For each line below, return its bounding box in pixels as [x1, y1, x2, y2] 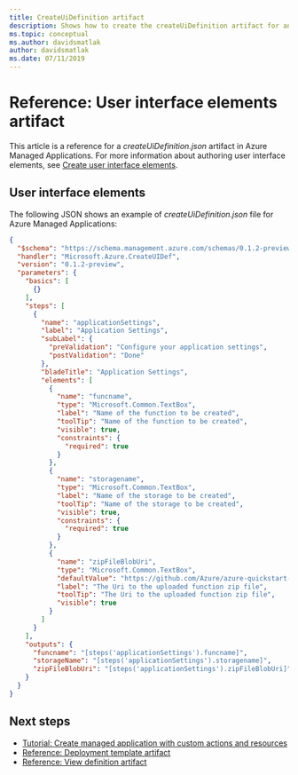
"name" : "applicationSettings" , [41, 318, 161, 327]
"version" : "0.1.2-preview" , [17, 260, 125, 269]
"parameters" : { [17, 268, 77, 278]
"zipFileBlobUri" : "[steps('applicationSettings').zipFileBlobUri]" [32, 665, 292, 674]
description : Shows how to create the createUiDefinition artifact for [9, 21, 279, 30]
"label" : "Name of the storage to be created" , [56, 491, 237, 500]
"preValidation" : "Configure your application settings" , [48, 343, 268, 352]
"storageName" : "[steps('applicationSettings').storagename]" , [32, 656, 272, 666]
